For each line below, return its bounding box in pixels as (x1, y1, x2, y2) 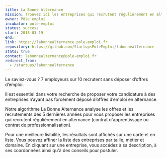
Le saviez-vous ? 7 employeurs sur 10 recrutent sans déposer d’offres (5, 77, 148, 82)
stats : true (5, 49, 30, 54)
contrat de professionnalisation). (5, 122, 72, 128)
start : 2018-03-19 (5, 30, 43, 35)
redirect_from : (5, 58, 37, 63)
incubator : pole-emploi (5, 21, 55, 26)
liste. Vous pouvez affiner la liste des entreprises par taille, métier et (5, 137, 144, 143)
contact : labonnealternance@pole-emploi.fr (5, 53, 97, 59)
